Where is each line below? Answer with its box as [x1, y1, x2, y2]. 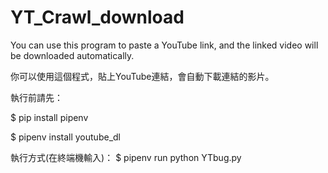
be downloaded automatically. [10, 49, 135, 61]
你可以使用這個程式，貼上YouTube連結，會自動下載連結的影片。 [10, 70, 275, 82]
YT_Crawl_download [10, 6, 185, 29]
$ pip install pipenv [10, 111, 89, 123]
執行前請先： [10, 91, 63, 103]
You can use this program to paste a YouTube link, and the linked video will [10, 39, 319, 51]
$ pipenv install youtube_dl [10, 131, 121, 143]
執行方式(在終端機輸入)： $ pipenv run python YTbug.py [10, 151, 242, 163]
